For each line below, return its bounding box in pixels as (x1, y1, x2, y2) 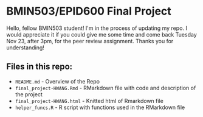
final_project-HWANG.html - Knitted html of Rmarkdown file (15, 97, 164, 104)
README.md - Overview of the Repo (15, 77, 100, 85)
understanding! (6, 44, 44, 51)
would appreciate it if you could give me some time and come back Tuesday (6, 30, 198, 38)
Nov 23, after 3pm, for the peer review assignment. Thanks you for (6, 37, 174, 44)
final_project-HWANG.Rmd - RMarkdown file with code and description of (15, 84, 196, 91)
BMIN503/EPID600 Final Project (6, 4, 171, 18)
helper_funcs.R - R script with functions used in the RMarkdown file (15, 104, 185, 111)
